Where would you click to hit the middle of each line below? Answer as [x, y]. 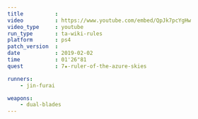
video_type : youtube [45, 27]
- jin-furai [37, 85]
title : [33, 14]
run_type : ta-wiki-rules [55, 33]
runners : [20, 79]
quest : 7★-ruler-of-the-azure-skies [77, 66]
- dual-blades [41, 105]
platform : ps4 [39, 40]
